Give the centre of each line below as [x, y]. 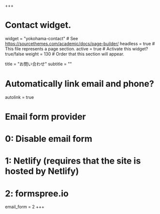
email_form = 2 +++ [25, 207]
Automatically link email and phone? [80, 84]
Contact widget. [38, 25]
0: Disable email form [49, 139]
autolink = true [20, 97]
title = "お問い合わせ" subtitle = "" [38, 64]
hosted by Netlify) [42, 171]
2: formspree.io [37, 193]
